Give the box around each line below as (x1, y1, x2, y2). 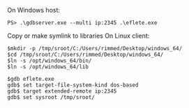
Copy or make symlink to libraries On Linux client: (7, 31, 150, 40)
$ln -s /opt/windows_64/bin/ (7, 57, 92, 64)
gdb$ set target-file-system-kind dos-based (7, 82, 139, 88)
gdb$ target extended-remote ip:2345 (7, 88, 117, 95)
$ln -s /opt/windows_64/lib (7, 63, 89, 70)
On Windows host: (7, 6, 61, 14)
